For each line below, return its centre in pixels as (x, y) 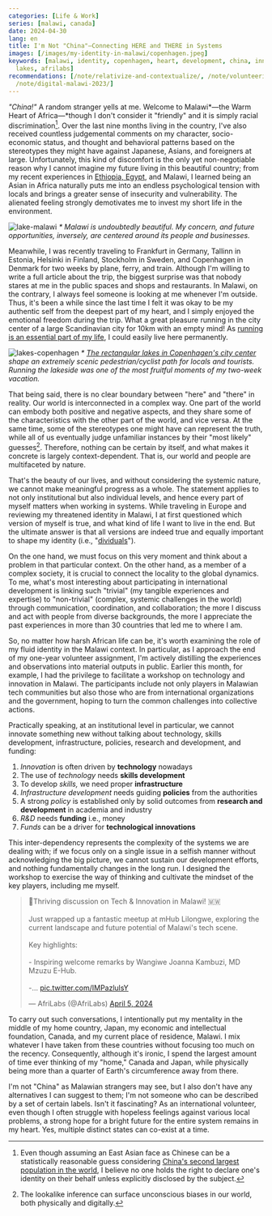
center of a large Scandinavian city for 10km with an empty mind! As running (136, 329)
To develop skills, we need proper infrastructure (102, 784)
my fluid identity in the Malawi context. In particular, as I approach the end (132, 649)
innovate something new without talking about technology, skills (115, 733)
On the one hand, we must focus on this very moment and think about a (128, 556)
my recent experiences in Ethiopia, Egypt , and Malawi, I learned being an (130, 177)
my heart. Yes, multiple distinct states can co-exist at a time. (109, 1129)
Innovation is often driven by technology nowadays (106, 767)
